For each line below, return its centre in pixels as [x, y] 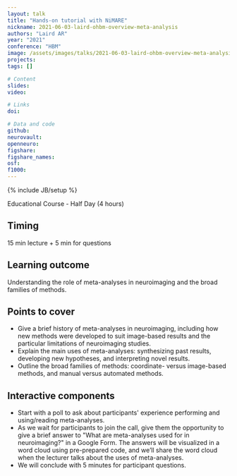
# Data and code [31, 124]
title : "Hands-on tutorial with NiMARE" [68, 20]
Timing [23, 226]
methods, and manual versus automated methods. [90, 374]
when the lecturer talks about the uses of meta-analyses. [101, 458]
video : [17, 92]
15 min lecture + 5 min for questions [59, 243]
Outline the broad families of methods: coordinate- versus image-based [122, 366]
